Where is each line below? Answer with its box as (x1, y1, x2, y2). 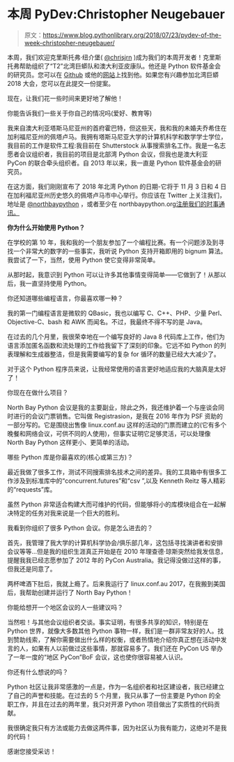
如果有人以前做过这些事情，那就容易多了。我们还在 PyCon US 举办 (31, 644, 223, 652)
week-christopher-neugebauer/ (24, 38, 115, 47)
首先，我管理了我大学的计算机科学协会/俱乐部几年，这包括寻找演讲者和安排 (7, 538, 224, 547)
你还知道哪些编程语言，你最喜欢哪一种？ (7, 294, 123, 302)
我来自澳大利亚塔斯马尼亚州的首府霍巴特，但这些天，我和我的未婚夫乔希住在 (7, 124, 227, 132)
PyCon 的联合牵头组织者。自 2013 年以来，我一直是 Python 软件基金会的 (7, 159, 216, 167)
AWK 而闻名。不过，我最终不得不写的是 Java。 (71, 317, 207, 325)
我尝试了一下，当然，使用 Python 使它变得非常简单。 (7, 256, 159, 264)
